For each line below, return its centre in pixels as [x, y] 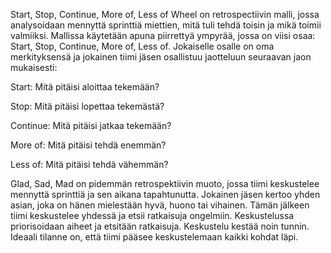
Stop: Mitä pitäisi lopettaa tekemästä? [87, 106]
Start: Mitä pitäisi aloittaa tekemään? [85, 87]
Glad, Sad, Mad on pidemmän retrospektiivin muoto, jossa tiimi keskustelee [165, 183]
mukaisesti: [34, 67]
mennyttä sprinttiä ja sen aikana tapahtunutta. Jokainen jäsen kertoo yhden [165, 194]
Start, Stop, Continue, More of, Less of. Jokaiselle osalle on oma [142, 46]
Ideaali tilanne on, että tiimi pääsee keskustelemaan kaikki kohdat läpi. [154, 237]
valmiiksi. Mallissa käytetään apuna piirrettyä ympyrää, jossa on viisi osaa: [163, 35]
